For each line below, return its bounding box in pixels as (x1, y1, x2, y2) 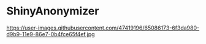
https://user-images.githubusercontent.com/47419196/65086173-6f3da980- (6, 24, 200, 31)
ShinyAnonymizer (6, 4, 99, 18)
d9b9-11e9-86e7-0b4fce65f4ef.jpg (6, 30, 95, 37)
